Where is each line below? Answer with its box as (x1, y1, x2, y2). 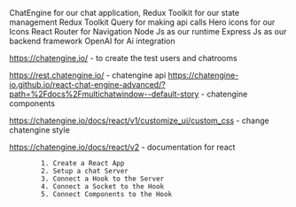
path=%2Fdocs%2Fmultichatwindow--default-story (9, 88, 199, 99)
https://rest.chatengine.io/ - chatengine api (9, 70, 167, 80)
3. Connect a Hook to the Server (41, 174, 165, 183)
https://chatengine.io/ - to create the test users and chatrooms (9, 53, 238, 63)
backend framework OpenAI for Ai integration (9, 35, 175, 46)
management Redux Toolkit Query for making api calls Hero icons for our (9, 17, 276, 27)
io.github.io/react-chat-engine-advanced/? (9, 80, 166, 89)
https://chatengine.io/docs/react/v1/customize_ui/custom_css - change (9, 115, 269, 126)
